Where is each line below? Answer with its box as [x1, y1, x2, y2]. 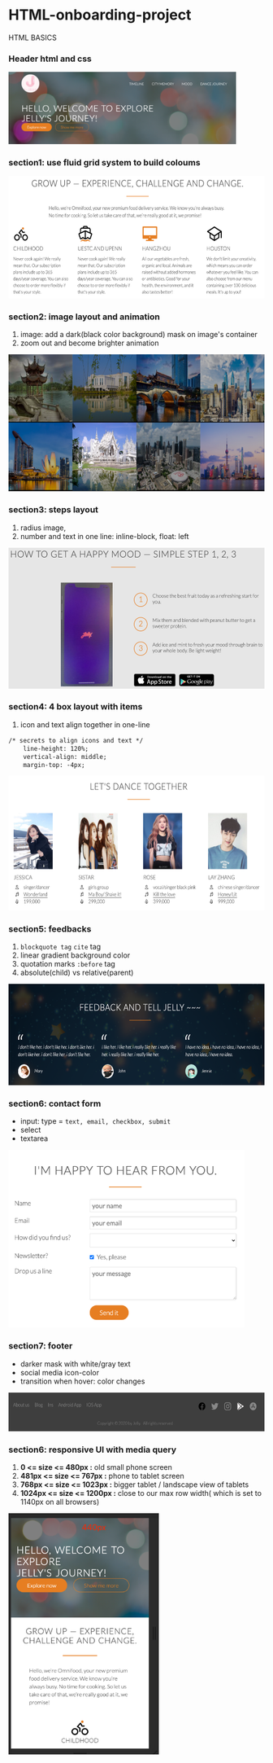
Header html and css [8, 53, 92, 64]
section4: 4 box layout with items [8, 701, 143, 713]
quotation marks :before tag [19, 959, 115, 969]
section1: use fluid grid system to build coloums [8, 156, 201, 168]
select [19, 1125, 41, 1135]
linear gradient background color [19, 950, 131, 960]
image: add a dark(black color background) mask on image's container [19, 330, 258, 340]
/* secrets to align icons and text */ [8, 736, 144, 744]
